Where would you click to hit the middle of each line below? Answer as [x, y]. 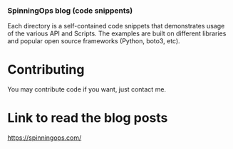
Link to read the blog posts [88, 118]
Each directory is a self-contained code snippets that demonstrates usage [116, 26]
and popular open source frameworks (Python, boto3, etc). [94, 41]
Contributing [46, 70]
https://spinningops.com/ [45, 138]
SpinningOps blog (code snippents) [70, 11]
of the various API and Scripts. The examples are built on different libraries [117, 33]
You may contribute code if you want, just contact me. [87, 89]
